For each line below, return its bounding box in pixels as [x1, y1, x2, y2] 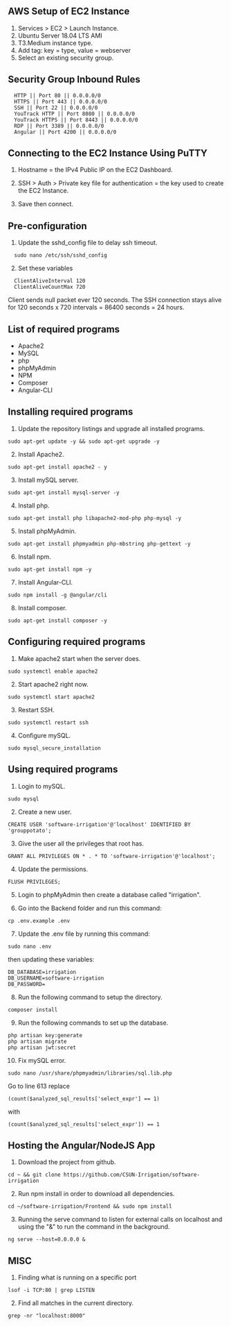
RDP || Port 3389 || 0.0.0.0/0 [14, 122, 104, 129]
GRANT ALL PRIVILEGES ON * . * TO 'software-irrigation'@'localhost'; [8, 853, 216, 859]
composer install [8, 1006, 58, 1013]
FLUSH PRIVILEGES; [8, 878, 61, 885]
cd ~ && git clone [8, 1171, 61, 1179]
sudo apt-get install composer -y [8, 617, 108, 624]
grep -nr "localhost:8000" [8, 1312, 86, 1320]
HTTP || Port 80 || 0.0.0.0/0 [14, 92, 101, 99]
